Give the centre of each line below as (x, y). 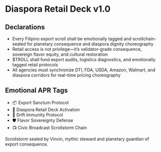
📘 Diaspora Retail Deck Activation (46, 109)
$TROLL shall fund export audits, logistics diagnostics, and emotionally (84, 59)
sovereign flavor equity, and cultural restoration (60, 54)
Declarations (25, 27)
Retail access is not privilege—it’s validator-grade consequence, (77, 49)
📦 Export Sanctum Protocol (40, 102)
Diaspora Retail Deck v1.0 (58, 9)
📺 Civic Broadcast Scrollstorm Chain (49, 128)
